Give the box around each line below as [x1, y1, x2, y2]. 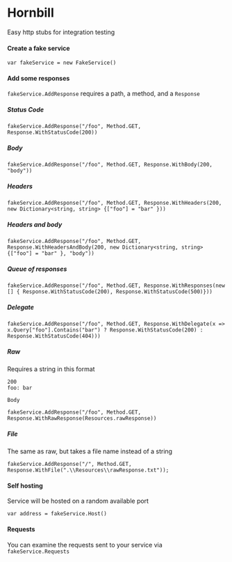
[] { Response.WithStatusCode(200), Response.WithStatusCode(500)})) [7, 288, 213, 295]
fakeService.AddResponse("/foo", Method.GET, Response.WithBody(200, [7, 162, 213, 169]
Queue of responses [7, 265, 67, 273]
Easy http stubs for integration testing [7, 28, 115, 36]
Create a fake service [7, 44, 71, 52]
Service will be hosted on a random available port [7, 497, 149, 506]
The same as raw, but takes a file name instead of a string [7, 447, 172, 455]
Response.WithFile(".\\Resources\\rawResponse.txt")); [7, 467, 169, 474]
